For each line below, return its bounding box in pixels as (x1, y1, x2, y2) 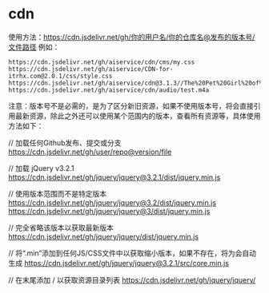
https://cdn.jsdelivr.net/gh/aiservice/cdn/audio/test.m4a (8, 85, 210, 94)
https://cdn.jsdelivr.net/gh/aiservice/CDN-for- (8, 65, 174, 73)
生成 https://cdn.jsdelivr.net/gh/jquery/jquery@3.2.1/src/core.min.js (8, 258, 230, 267)
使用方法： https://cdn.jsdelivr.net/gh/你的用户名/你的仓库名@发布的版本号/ (8, 32, 255, 42)
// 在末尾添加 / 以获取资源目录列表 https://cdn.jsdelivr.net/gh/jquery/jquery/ (8, 275, 256, 284)
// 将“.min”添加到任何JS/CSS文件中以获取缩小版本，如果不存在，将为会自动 (8, 248, 257, 258)
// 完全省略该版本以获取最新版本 (8, 223, 114, 232)
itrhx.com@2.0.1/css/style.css (8, 72, 113, 80)
